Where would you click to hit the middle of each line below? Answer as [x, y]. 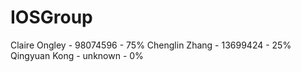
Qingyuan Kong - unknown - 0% [77, 55]
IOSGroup [51, 17]
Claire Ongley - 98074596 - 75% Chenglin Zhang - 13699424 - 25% [151, 45]
